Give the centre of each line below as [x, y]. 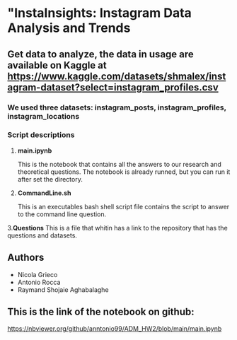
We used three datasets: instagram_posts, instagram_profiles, [117, 107]
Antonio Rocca [39, 282]
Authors [26, 258]
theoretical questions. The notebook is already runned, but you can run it [124, 172]
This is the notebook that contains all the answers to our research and [119, 164]
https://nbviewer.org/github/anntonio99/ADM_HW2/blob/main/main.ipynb [115, 329]
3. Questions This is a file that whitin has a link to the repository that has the [117, 228]
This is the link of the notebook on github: [101, 312]
